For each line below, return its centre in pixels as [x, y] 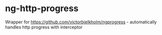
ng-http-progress [42, 9]
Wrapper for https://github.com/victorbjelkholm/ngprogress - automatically [81, 22]
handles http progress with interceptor [44, 27]
